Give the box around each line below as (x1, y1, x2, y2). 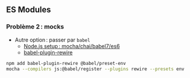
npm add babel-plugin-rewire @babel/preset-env (6, 60, 126, 66)
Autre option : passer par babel (14, 36, 90, 43)
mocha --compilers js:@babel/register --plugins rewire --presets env (6, 65, 185, 72)
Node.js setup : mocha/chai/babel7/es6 (23, 42, 120, 49)
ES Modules (6, 5, 52, 15)
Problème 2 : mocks (6, 23, 64, 31)
